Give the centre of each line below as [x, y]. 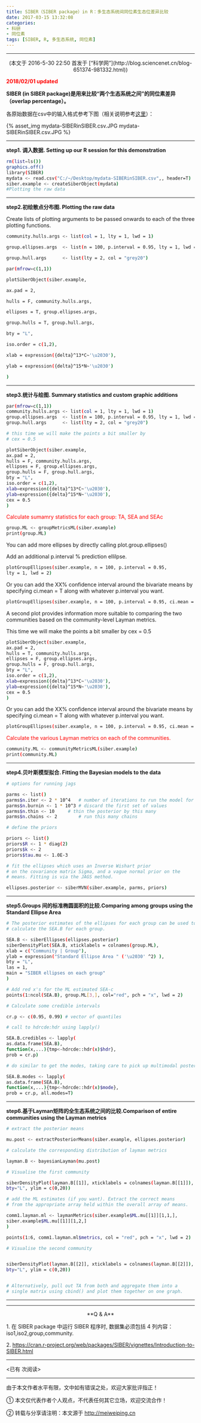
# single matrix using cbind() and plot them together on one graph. [95, 1291]
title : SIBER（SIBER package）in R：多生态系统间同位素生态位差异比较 [87, 12]
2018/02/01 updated [32, 81]
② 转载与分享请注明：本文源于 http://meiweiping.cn [71, 1413]
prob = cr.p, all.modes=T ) [40, 1093]
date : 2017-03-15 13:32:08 [40, 17]
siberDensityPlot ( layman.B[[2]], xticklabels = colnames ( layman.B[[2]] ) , [100, 1264]
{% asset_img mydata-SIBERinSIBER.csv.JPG [62, 126]
